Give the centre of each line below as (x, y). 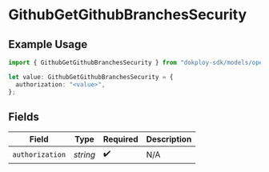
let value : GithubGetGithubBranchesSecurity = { (91, 77)
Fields (24, 116)
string (84, 154)
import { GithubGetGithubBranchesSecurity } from (93, 62)
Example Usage (48, 44)
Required (120, 139)
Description (169, 139)
